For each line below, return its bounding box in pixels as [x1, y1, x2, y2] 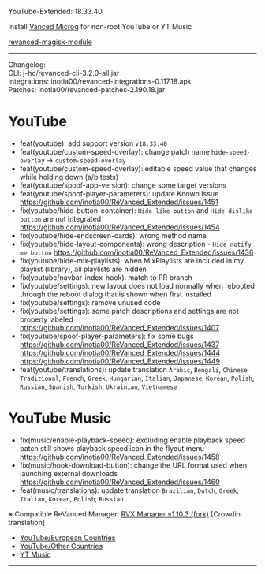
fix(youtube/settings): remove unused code [19, 297, 161, 307]
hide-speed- [211, 148, 251, 156]
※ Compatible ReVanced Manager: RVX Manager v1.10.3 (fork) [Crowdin [8, 509, 241, 519]
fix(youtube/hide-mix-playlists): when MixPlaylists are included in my [19, 255, 244, 265]
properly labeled [19, 315, 73, 324]
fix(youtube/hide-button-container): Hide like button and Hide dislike [19, 205, 254, 215]
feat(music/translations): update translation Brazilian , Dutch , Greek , [19, 485, 239, 495]
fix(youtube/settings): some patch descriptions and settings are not [19, 306, 239, 315]
